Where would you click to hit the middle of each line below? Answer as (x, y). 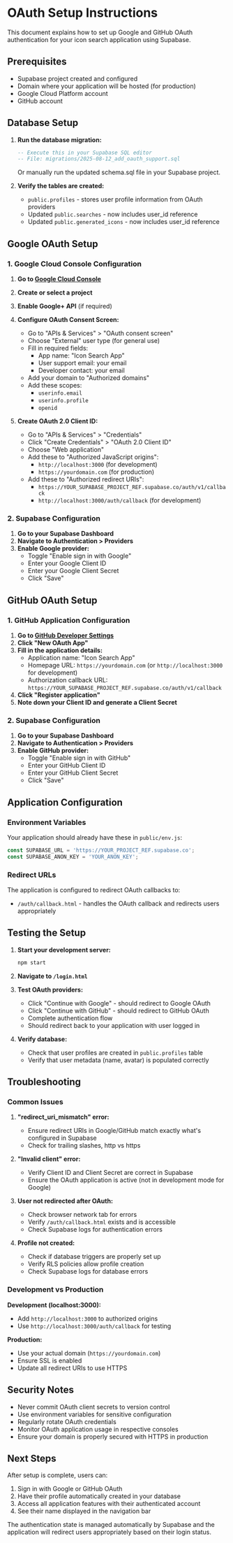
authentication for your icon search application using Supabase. (99, 39)
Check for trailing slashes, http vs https (84, 1146)
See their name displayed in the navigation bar (84, 1511)
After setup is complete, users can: (58, 1475)
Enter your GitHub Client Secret (73, 773)
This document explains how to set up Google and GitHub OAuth (100, 32)
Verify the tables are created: (61, 186)
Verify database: (42, 1039)
